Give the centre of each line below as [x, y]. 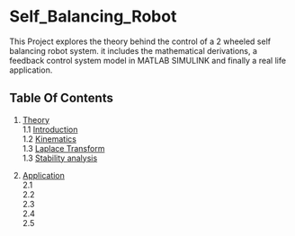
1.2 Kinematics [49, 139]
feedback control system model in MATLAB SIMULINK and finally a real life [147, 60]
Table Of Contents [62, 98]
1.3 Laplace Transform [63, 148]
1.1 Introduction [50, 129]
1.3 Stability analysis [60, 158]
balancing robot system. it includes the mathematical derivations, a [134, 50]
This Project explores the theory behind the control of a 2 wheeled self [140, 41]
